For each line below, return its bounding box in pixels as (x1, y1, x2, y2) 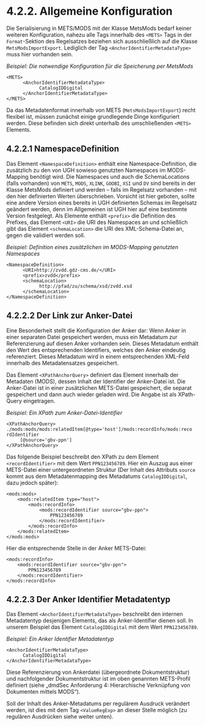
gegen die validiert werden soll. (6, 231, 85, 239)
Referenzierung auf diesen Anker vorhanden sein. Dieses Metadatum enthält (6, 340, 199, 347)
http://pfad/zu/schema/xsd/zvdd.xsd (38, 283, 132, 289)
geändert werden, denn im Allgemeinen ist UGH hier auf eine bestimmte (6, 205, 187, 212)
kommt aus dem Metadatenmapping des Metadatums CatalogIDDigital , (6, 473, 188, 480)
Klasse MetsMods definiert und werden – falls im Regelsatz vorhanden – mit (6, 185, 197, 193)
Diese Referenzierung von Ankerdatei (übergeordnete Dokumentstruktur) (6, 668, 190, 676)
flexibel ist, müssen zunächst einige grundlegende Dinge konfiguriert (6, 113, 180, 120)
